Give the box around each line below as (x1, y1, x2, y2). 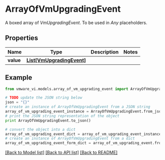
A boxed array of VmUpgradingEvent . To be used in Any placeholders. (5, 20, 147, 26)
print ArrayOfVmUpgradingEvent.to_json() (5, 118, 91, 123)
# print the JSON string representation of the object (5, 113, 120, 118)
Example (5, 74, 32, 82)
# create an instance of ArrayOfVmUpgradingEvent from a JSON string (5, 105, 151, 109)
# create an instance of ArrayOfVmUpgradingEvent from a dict (5, 136, 135, 141)
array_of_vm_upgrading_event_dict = (5, 132, 80, 136)
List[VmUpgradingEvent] (26, 56, 86, 63)
